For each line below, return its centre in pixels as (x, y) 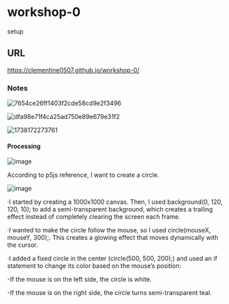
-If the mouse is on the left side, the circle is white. (79, 280)
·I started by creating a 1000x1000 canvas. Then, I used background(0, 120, (115, 202)
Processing (24, 146)
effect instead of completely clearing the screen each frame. (94, 217)
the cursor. (23, 245)
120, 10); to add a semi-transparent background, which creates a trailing (110, 209)
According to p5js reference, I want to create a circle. (83, 175)
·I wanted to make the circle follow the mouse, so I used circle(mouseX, (109, 230)
